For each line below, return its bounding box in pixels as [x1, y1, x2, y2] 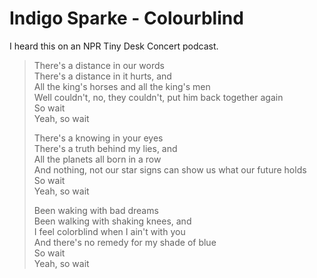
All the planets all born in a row [33, 153, 162, 165]
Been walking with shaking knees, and [33, 215, 192, 227]
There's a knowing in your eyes [33, 132, 164, 144]
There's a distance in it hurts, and [33, 70, 172, 82]
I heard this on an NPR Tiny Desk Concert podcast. [9, 40, 219, 52]
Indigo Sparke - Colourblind [9, 7, 244, 30]
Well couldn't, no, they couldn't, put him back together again [33, 91, 284, 103]
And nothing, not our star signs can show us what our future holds [33, 163, 307, 176]
